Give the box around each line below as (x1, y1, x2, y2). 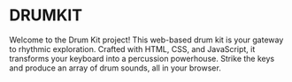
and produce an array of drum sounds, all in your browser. (9, 63, 221, 73)
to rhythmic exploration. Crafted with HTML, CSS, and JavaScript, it (9, 43, 256, 54)
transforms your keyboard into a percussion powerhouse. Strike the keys (9, 53, 275, 63)
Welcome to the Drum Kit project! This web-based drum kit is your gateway (9, 34, 284, 45)
